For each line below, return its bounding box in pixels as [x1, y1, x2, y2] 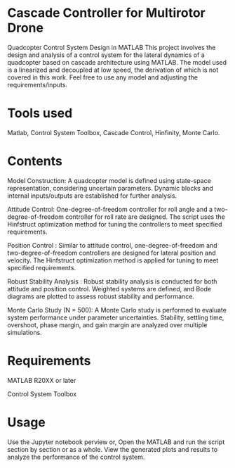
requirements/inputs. [7, 80, 68, 89]
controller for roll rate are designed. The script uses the [65, 213, 226, 221]
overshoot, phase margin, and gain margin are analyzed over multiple [7, 320, 208, 329]
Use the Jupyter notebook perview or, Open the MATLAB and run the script [7, 438, 225, 446]
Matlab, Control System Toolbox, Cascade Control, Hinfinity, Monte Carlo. [7, 128, 220, 137]
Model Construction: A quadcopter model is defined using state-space [7, 176, 212, 184]
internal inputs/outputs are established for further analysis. [7, 191, 177, 200]
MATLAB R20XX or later [7, 376, 76, 384]
